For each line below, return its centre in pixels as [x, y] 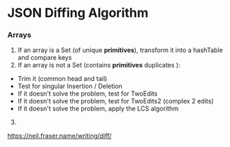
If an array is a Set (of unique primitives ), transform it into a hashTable [120, 50]
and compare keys [45, 58]
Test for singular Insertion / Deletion [70, 87]
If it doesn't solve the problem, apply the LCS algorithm [98, 109]
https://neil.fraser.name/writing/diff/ [59, 136]
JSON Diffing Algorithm [78, 13]
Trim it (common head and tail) [62, 79]
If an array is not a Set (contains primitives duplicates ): [99, 65]
